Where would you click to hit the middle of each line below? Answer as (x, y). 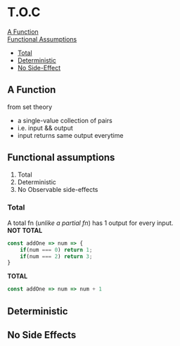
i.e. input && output (45, 128)
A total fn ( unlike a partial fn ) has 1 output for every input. (90, 223)
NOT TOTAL (25, 230)
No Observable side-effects (58, 189)
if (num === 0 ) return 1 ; (56, 250)
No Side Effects (42, 335)
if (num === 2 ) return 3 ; (56, 256)
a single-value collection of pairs (65, 120)
